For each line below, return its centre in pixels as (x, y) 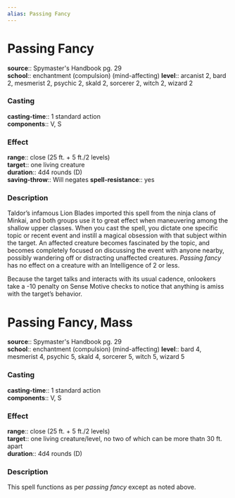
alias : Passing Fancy (39, 14)
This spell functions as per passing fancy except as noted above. (102, 487)
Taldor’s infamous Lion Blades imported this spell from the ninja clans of (112, 213)
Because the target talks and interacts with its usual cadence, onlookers (112, 279)
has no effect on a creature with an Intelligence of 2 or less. (94, 266)
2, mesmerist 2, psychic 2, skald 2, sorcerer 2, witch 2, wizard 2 (100, 83)
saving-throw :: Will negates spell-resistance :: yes (81, 180)
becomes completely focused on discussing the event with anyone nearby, (116, 251)
